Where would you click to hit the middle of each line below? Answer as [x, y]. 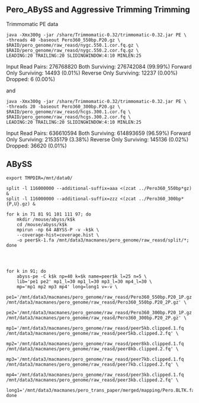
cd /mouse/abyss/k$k [42, 224]
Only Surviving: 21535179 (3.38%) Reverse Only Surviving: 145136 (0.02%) [97, 139]
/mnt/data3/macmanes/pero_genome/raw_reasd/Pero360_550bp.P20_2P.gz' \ [96, 302]
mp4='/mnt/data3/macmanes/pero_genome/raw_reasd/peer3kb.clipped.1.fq [95, 375]
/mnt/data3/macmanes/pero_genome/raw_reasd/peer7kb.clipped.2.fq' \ [92, 364]
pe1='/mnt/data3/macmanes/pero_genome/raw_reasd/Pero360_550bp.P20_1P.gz [99, 297]
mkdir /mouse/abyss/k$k [46, 219]
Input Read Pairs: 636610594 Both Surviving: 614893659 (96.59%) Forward [99, 133]
